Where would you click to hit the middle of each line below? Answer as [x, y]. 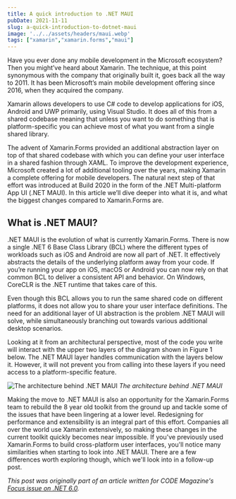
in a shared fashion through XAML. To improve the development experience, [118, 163]
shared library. [28, 134]
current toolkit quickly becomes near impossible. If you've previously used [116, 437]
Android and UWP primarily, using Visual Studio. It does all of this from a [112, 112]
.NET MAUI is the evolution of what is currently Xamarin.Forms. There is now [118, 239]
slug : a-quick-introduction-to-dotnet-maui [72, 27]
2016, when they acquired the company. [66, 90]
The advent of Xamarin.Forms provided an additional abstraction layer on [113, 148]
